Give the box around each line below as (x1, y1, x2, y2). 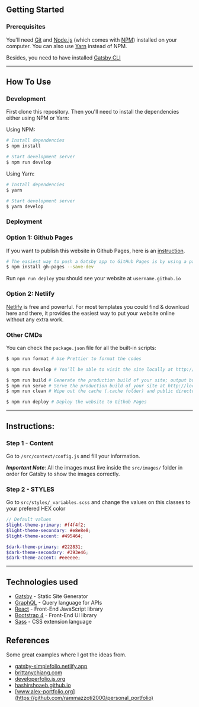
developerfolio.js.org (14, 675, 66, 682)
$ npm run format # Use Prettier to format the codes (6, 355, 142, 362)
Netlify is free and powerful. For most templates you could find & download (6, 303, 190, 310)
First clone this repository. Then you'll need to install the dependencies (6, 108, 179, 115)
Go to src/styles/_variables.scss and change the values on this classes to (6, 499, 191, 506)
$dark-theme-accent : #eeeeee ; (6, 555, 81, 561)
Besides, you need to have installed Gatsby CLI (6, 54, 121, 61)
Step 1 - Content (6, 439, 54, 447)
